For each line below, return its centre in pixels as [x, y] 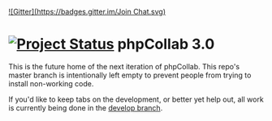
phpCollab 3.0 [166, 44]
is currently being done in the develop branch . [86, 107]
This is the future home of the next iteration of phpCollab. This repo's [124, 66]
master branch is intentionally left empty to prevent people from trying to [130, 75]
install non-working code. [51, 83]
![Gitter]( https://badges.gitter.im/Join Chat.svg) [87, 12]
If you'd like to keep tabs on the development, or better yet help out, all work [136, 99]
